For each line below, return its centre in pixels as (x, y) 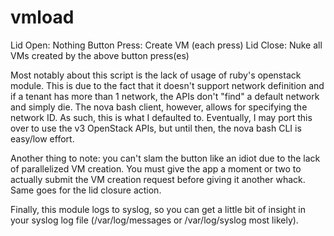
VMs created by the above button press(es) (100, 55)
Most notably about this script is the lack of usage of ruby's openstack (156, 75)
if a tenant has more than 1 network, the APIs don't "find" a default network (165, 96)
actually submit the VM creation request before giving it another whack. (158, 179)
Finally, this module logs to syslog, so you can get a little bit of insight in (158, 209)
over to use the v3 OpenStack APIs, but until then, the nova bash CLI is (156, 128)
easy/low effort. (42, 138)
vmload (42, 17)
